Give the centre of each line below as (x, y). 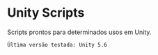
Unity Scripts (46, 13)
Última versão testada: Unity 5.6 (57, 45)
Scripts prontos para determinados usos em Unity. (79, 32)
